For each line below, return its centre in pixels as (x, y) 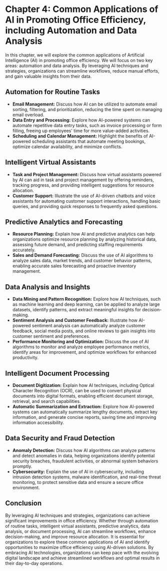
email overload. (28, 115)
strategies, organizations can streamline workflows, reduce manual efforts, (82, 71)
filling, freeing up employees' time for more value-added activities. (81, 131)
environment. (26, 487)
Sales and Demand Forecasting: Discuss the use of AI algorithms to (83, 255)
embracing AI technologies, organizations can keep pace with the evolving (82, 552)
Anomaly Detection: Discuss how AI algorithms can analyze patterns (84, 450)
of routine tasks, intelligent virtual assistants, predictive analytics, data (77, 526)
